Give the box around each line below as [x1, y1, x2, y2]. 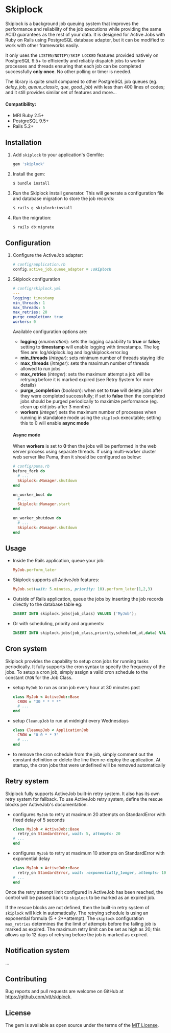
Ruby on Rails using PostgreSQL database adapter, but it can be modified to [5, 37, 165, 43]
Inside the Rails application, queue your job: [12, 558, 105, 564]
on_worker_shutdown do [12, 516, 61, 521]
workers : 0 [12, 319, 36, 324]
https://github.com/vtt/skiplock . [5, 994, 72, 1000]
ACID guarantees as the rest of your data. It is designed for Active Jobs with [5, 31, 165, 37]
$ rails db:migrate [12, 224, 55, 230]
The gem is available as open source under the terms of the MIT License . [5, 1022, 159, 1028]
